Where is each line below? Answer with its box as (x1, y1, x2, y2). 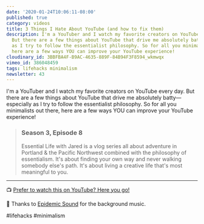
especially (6, 101, 32, 108)
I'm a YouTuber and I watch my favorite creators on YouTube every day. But (6, 87, 195, 95)
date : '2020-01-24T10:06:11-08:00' (6, 8, 97, 15)
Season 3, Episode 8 (21, 129, 83, 137)
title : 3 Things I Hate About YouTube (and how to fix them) (6, 25, 165, 32)
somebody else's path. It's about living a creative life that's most (21, 161, 183, 169)
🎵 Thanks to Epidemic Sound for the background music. (6, 200, 146, 207)
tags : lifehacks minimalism (6, 65, 78, 72)
